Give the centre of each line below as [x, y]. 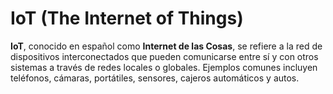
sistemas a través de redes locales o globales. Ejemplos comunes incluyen [164, 67]
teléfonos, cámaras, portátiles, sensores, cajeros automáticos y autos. [155, 78]
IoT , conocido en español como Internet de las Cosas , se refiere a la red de [166, 46]
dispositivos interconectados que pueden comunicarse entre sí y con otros [164, 56]
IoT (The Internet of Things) [127, 18]
